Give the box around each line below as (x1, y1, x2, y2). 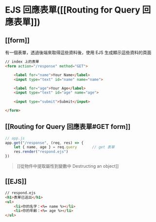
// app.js (5, 136, 25, 141)
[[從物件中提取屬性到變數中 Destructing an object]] (17, 163, 119, 169)
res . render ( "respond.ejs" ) (14, 149, 69, 154)
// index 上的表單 (5, 59, 39, 64)
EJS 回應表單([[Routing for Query (5, 4, 140, 16)
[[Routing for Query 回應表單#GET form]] (5, 123, 131, 131)
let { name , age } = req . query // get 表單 (14, 145, 115, 150)
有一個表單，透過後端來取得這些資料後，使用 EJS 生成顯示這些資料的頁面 (5, 49, 152, 55)
